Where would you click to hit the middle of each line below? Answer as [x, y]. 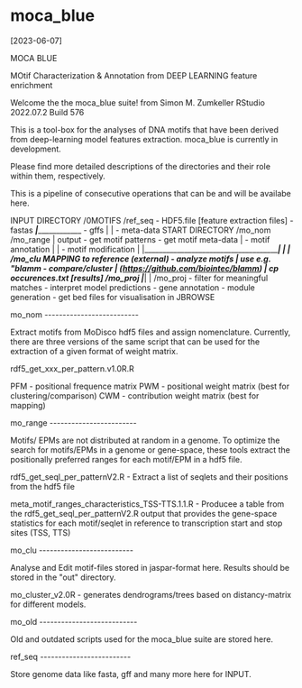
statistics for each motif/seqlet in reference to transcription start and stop [146, 523]
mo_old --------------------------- [74, 621]
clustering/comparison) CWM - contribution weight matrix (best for [135, 395]
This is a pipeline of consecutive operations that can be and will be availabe [151, 193]
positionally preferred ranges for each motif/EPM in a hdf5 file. [126, 459]
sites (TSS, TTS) [41, 532]
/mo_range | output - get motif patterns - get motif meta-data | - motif [140, 239]
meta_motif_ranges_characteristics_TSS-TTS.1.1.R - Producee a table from [147, 504]
